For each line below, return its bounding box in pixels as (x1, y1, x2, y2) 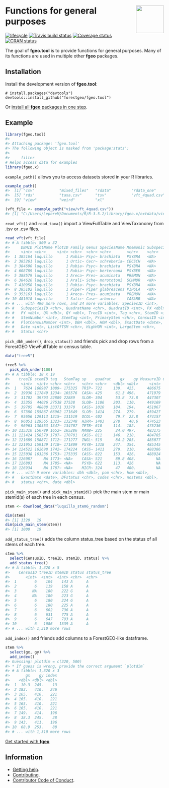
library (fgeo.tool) (5, 132, 46, 137)
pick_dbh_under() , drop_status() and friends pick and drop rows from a (5, 338, 154, 345)
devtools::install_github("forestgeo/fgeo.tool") (5, 95, 112, 100)
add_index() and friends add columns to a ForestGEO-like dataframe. (5, 635, 148, 641)
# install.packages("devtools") (5, 91, 73, 96)
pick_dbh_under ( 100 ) (10, 367, 53, 372)
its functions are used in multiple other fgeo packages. (5, 53, 119, 59)
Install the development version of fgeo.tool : (5, 81, 98, 87)
